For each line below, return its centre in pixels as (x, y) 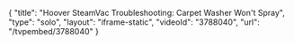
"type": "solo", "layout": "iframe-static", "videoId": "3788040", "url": (134, 22)
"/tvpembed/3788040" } (54, 31)
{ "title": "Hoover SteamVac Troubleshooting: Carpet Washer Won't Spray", (147, 13)
